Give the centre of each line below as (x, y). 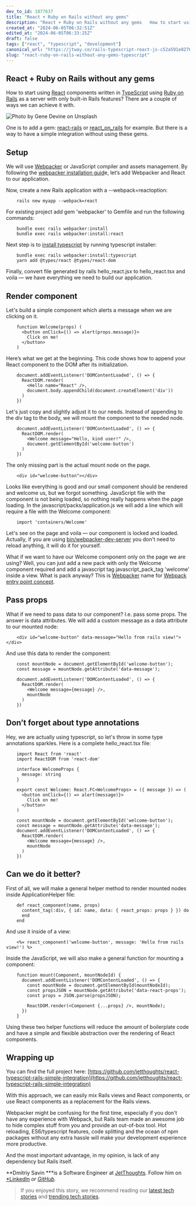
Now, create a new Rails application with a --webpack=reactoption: (87, 190)
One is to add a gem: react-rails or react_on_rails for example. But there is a (97, 128)
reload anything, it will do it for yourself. (54, 546)
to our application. (28, 179)
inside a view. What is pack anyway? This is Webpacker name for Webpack (96, 576)
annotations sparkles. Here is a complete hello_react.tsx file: (78, 743)
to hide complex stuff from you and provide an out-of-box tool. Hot (86, 1125)
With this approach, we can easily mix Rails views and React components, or (98, 1095)
